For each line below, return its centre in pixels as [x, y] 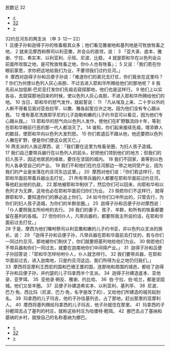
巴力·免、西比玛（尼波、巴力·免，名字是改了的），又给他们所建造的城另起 [81, 292]
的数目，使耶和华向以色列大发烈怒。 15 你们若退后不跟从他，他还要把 [77, 134]
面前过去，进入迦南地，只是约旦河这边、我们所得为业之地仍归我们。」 [81, 260]
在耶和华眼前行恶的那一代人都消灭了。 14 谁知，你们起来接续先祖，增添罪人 [84, 127]
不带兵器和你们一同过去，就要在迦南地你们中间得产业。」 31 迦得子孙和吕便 [84, 248]
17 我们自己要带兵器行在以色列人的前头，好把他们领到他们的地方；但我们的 [83, 153]
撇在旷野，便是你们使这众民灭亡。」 [46, 140]
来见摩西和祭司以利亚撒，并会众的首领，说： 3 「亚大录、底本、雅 [93, 51]
